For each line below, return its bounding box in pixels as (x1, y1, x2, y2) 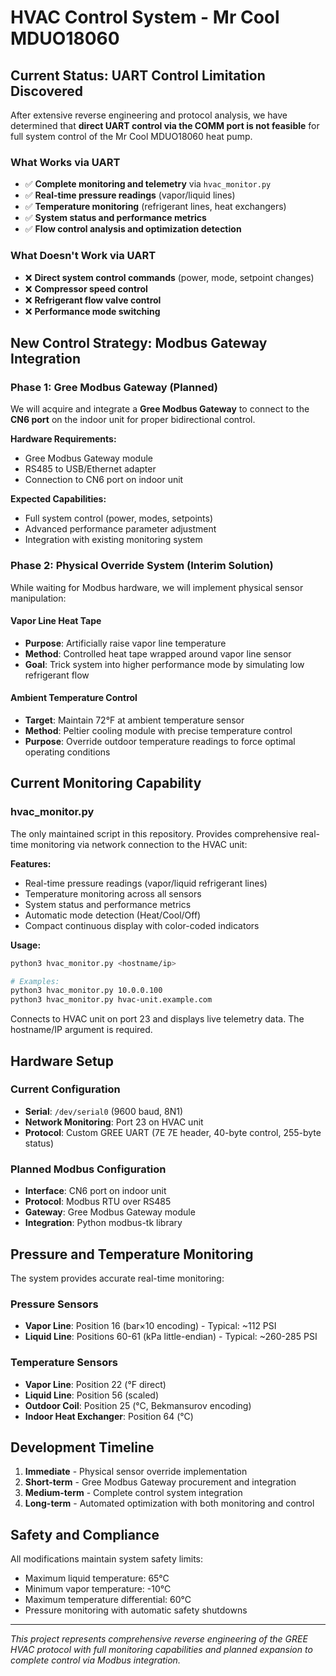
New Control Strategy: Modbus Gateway (10, 334, 268, 351)
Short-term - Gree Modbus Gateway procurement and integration (24, 1476, 297, 1488)
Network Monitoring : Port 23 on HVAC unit (24, 1116, 204, 1128)
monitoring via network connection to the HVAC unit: (30, 838, 248, 850)
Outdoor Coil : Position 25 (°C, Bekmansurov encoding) (24, 1399, 252, 1411)
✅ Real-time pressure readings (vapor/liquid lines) (24, 189, 236, 201)
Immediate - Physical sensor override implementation (24, 1466, 248, 1478)
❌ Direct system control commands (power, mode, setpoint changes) (24, 271, 315, 283)
